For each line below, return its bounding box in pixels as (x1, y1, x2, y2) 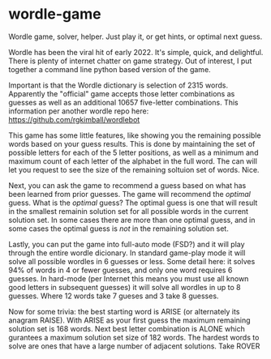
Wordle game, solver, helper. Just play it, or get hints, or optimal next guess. (8, 32, 263, 41)
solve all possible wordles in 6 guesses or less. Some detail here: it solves (8, 256, 256, 266)
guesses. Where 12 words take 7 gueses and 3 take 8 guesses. (8, 291, 219, 301)
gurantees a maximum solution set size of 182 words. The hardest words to (8, 332, 260, 342)
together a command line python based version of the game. (8, 64, 211, 74)
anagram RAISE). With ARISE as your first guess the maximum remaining (8, 315, 251, 325)
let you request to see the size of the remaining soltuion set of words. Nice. (8, 165, 260, 174)
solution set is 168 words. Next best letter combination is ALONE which (8, 323, 246, 333)
